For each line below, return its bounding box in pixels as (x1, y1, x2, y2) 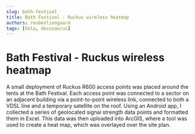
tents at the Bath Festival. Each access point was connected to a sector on (6, 90, 190, 97)
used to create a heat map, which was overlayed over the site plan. (6, 121, 171, 129)
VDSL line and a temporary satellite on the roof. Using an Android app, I (6, 102, 182, 110)
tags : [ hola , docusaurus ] (6, 25, 70, 32)
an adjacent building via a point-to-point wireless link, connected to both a (6, 96, 189, 103)
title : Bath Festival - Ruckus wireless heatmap (6, 14, 129, 20)
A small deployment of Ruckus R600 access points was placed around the (6, 83, 189, 91)
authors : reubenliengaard (6, 20, 70, 26)
